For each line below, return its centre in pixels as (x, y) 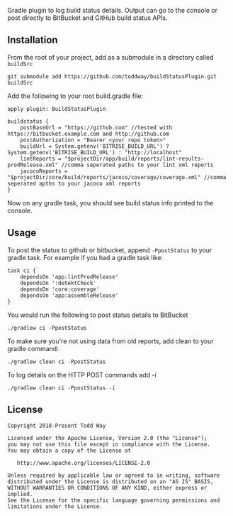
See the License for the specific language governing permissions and (114, 500)
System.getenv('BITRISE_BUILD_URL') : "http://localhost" (95, 152)
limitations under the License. (55, 507)
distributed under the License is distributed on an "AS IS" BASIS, (110, 482)
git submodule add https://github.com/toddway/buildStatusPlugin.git (112, 76)
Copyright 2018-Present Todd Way (57, 426)
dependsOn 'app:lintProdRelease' (69, 276)
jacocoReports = (44, 171)
